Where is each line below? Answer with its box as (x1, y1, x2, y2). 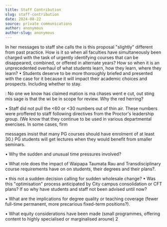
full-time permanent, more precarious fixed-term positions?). (5, 201, 131, 207)
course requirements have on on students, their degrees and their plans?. (5, 166, 156, 172)
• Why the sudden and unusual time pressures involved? (5, 151, 122, 157)
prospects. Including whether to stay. (5, 81, 82, 87)
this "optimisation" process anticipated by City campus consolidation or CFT (5, 181, 163, 187)
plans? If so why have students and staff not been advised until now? (5, 186, 147, 192)
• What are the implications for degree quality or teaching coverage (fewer (5, 196, 159, 202)
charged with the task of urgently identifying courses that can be (5, 55, 139, 60)
